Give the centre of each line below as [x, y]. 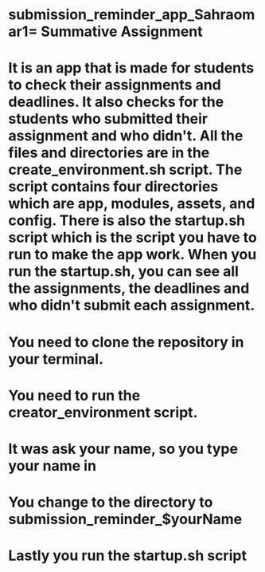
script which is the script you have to [132, 238]
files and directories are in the [109, 153]
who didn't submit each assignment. [132, 306]
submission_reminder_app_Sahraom [132, 15]
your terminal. [56, 359]
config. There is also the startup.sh [127, 221]
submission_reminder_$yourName [125, 519]
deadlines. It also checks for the [116, 102]
